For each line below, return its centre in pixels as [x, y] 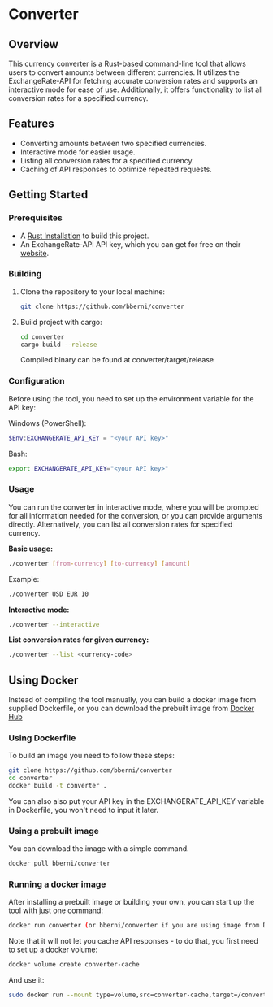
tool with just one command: [56, 910]
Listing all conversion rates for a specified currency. [107, 160]
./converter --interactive [54, 624]
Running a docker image [57, 884]
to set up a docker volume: [53, 950]
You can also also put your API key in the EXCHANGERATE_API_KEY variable [136, 801]
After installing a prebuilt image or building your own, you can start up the [132, 902]
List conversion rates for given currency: [79, 640]
